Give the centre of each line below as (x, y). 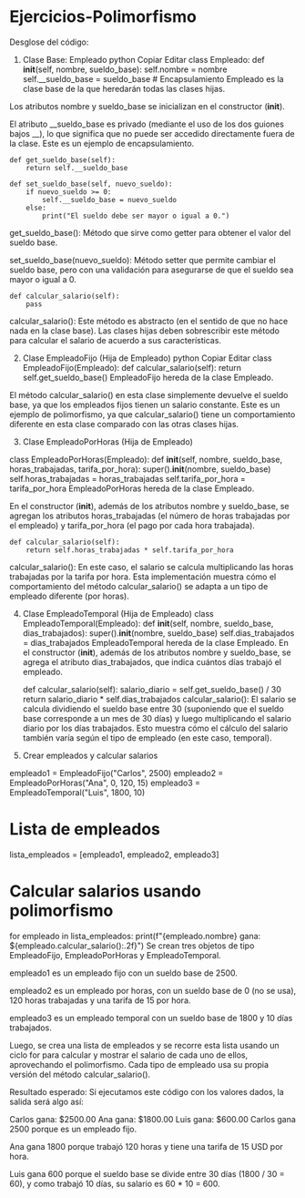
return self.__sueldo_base (77, 168)
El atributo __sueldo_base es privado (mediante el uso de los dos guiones (147, 124)
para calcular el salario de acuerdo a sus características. (115, 340)
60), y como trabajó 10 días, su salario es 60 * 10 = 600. (115, 1183)
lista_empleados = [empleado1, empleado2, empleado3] (115, 855)
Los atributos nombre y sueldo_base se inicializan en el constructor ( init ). (147, 106)
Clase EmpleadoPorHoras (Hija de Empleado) (108, 441)
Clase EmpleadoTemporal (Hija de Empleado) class (118, 613)
